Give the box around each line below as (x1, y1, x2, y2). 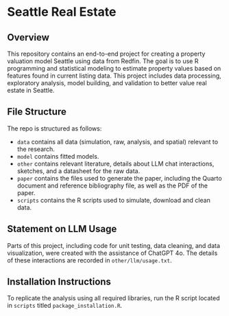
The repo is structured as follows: (7, 124, 102, 133)
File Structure (7, 106, 67, 117)
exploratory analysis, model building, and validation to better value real (7, 79, 207, 87)
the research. (16, 145, 55, 153)
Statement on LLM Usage (7, 223, 117, 235)
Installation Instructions (7, 276, 112, 288)
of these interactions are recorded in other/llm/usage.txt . (7, 256, 172, 264)
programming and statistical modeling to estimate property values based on (7, 65, 221, 72)
